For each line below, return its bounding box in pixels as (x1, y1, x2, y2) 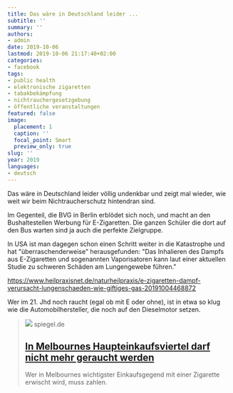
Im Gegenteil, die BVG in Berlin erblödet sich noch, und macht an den (7, 210, 211, 219)
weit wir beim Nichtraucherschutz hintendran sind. (7, 197, 156, 205)
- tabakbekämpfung (7, 90, 62, 97)
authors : (7, 30, 33, 38)
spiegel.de (33, 320, 66, 328)
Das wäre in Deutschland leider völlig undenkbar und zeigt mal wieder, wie (7, 189, 227, 198)
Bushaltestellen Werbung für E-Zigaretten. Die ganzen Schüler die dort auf (7, 218, 227, 227)
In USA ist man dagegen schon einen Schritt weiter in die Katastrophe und (7, 240, 225, 248)
